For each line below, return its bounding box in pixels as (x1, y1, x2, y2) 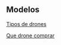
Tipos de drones (6, 20, 47, 27)
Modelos (6, 5, 40, 15)
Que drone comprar (6, 32, 55, 39)
